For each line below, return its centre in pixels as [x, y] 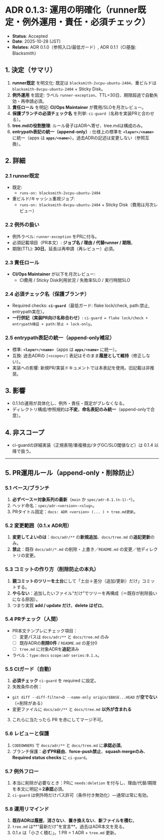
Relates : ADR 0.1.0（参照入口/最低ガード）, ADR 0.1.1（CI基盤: [74, 47]
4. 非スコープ [25, 432]
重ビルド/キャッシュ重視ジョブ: [43, 199]
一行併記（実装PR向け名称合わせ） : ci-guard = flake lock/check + [80, 318]
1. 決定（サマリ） [31, 70]
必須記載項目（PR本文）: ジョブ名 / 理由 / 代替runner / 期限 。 [73, 242]
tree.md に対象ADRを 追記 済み [49, 649]
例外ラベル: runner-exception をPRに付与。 [56, 236]
